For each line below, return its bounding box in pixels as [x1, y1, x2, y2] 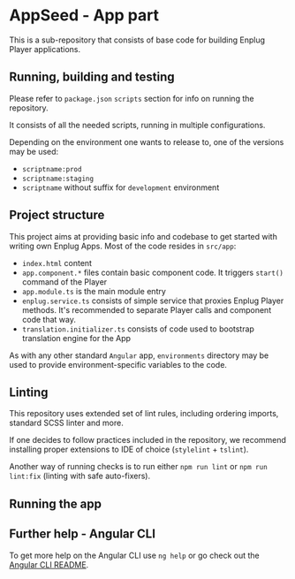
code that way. [21, 314, 77, 324]
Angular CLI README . [9, 559, 89, 570]
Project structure [9, 208, 105, 223]
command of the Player [21, 276, 108, 287]
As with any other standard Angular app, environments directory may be [9, 350, 269, 361]
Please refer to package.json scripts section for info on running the [9, 93, 254, 103]
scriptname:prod [21, 164, 82, 173]
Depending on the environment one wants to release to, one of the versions [9, 136, 284, 147]
